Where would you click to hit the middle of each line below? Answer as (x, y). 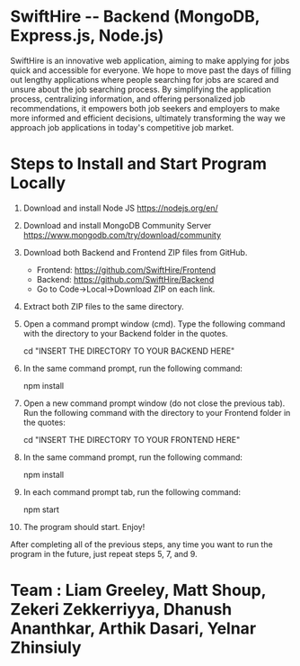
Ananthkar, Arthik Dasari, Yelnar (133, 629)
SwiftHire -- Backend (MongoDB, (135, 17)
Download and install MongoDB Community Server (117, 225)
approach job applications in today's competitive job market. (122, 127)
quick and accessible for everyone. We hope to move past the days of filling (151, 70)
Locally (38, 183)
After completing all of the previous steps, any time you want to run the (141, 544)
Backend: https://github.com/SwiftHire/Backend (125, 279)
